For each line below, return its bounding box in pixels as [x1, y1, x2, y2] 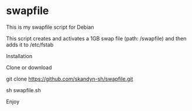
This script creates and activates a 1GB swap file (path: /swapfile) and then [6, 35, 187, 42]
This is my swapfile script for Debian [6, 23, 94, 31]
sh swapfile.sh [6, 86, 41, 93]
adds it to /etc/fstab [6, 41, 54, 48]
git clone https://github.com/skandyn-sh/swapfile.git [6, 75, 133, 82]
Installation [6, 52, 33, 59]
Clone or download [6, 63, 52, 71]
